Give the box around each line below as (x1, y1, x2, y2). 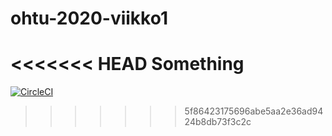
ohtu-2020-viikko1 (10, 7, 169, 30)
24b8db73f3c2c (184, 116, 252, 128)
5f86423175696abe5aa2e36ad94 (184, 105, 324, 117)
